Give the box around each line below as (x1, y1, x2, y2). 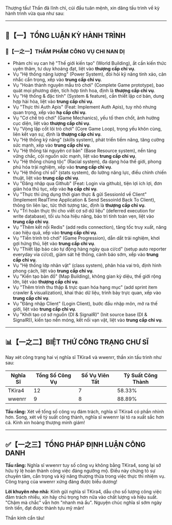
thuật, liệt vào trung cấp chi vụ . (12, 175, 80, 181)
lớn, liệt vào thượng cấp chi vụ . (12, 278, 79, 285)
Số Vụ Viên (81, 372, 110, 379)
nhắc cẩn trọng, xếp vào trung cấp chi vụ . (12, 76, 102, 82)
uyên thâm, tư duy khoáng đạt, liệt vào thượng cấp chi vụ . (12, 65, 136, 71)
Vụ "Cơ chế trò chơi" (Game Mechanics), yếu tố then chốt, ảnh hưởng (12, 115, 160, 121)
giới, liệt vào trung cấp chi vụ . (12, 306, 77, 312)
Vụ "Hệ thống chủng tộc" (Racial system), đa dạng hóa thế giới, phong (12, 158, 162, 165)
